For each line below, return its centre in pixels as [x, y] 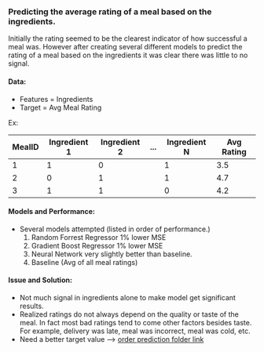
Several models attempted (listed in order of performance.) [115, 229]
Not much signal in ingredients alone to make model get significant [127, 297]
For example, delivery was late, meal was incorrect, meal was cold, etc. [135, 331]
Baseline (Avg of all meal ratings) [84, 262]
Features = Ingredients [56, 99]
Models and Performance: [52, 212]
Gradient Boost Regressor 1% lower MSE [97, 245]
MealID [26, 147]
